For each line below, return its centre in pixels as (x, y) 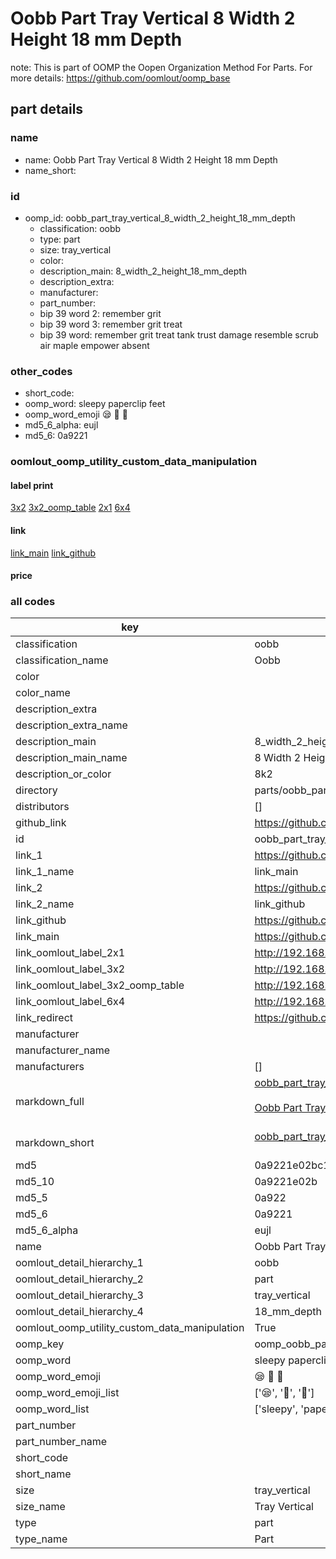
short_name (43, 1474)
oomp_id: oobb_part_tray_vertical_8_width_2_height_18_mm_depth (160, 218)
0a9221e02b (286, 1182)
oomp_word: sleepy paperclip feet (95, 404)
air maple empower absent (94, 345)
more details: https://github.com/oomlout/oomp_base (120, 78)
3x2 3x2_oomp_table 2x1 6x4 (70, 508)
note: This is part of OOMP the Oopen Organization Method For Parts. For (161, 67)
